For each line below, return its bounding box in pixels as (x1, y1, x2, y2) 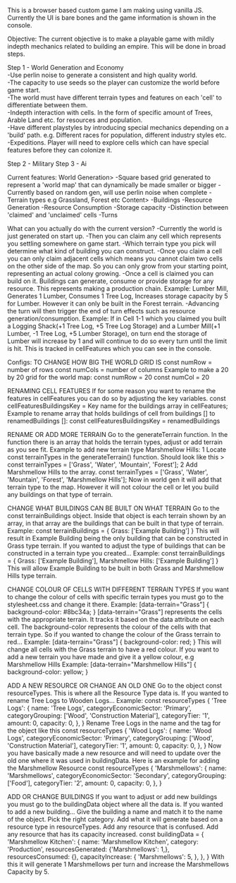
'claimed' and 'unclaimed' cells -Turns (7, 211, 118, 219)
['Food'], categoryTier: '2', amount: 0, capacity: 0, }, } (7, 779, 162, 787)
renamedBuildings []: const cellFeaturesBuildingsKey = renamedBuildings (7, 416, 221, 425)
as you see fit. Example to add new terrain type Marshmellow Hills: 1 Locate (7, 445, 227, 454)
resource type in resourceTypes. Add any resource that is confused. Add (7, 822, 218, 831)
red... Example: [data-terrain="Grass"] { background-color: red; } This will (7, 638, 222, 646)
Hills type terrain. (7, 572, 58, 579)
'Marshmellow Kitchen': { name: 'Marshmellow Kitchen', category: (7, 838, 199, 846)
